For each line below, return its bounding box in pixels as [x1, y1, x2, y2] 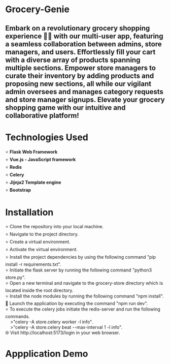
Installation [5, 206, 54, 218]
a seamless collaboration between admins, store [5, 40, 162, 48]
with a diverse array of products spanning [5, 55, 141, 64]
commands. [5, 314, 30, 320]
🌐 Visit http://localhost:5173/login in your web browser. [5, 329, 120, 336]
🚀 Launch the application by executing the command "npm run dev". [5, 300, 148, 307]
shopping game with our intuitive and [5, 103, 126, 112]
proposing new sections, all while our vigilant [5, 79, 151, 88]
